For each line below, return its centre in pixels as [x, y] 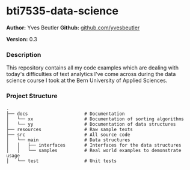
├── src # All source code [68, 135]
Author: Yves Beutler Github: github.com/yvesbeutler [73, 28]
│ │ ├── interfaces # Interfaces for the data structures [94, 145]
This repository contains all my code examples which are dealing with [93, 68]
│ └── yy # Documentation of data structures [91, 124]
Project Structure [32, 96]
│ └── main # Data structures [68, 140]
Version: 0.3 [22, 39]
